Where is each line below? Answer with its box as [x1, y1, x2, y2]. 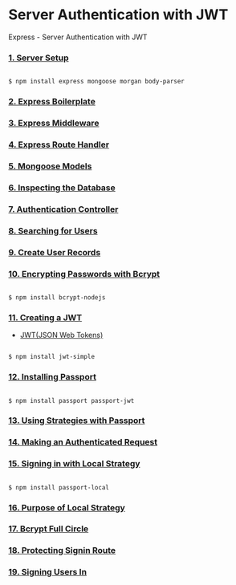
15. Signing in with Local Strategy [8, 458, 140, 469]
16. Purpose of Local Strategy [8, 502, 126, 513]
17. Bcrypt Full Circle [8, 523, 89, 534]
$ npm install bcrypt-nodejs [8, 293, 106, 302]
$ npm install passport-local [8, 483, 110, 491]
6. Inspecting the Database [8, 182, 116, 193]
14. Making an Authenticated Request [8, 437, 158, 448]
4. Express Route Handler [8, 139, 110, 150]
